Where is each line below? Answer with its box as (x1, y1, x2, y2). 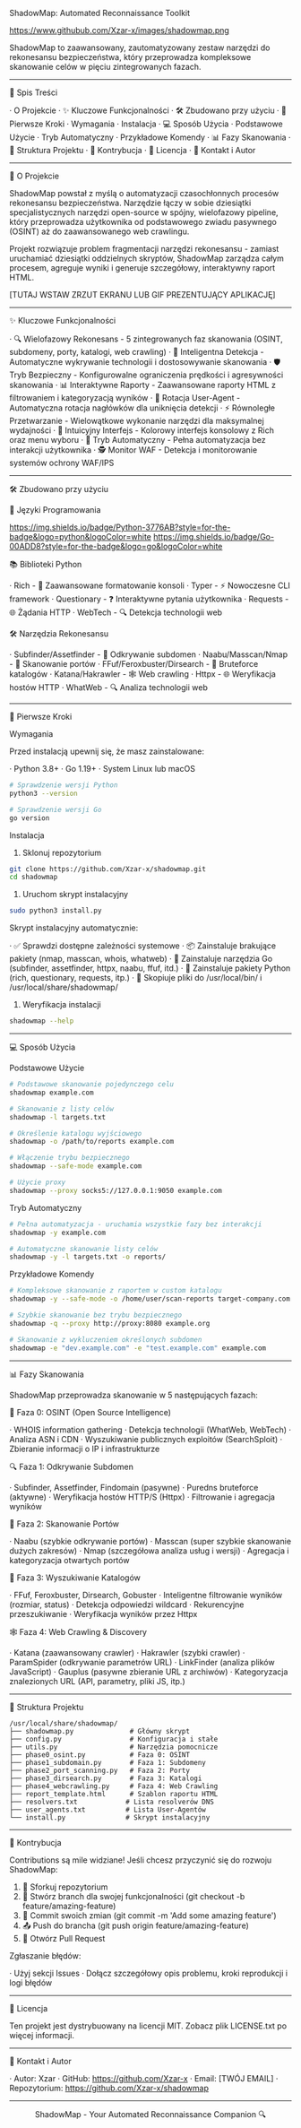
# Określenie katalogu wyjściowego (9, 1129, 142, 1138)
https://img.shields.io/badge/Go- (153, 532, 275, 541)
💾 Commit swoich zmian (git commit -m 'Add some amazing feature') (21, 1909, 277, 1921)
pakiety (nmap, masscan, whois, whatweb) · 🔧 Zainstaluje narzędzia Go (9, 954, 273, 965)
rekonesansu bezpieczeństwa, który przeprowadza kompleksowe (9, 52, 252, 62)
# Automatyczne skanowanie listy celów (9, 1244, 159, 1253)
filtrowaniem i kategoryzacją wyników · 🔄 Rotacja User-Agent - (9, 393, 241, 402)
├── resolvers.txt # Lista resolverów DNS (9, 1797, 215, 1806)
